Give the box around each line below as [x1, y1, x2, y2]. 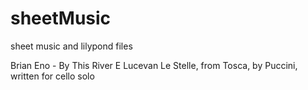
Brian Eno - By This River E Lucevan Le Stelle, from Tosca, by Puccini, [10, 59, 298, 71]
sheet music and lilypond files [10, 40, 133, 52]
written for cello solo [10, 70, 95, 82]
